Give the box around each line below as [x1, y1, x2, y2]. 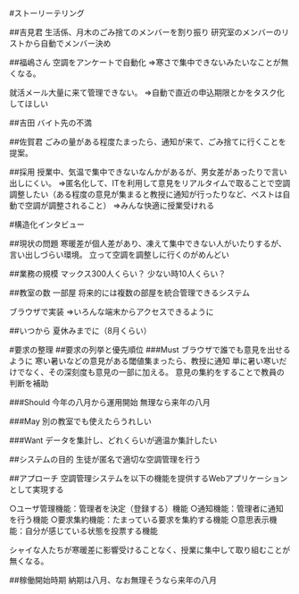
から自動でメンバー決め [24, 38, 112, 48]
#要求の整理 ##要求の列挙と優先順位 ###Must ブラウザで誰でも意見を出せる [9, 344, 291, 355]
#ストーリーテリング [9, 8, 85, 18]
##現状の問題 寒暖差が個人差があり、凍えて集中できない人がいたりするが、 [9, 238, 287, 249]
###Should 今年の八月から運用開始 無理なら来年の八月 [9, 397, 212, 407]
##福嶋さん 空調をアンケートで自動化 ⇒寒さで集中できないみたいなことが [9, 57, 281, 67]
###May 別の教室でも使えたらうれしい [9, 416, 152, 427]
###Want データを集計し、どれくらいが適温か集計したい [9, 435, 218, 445]
